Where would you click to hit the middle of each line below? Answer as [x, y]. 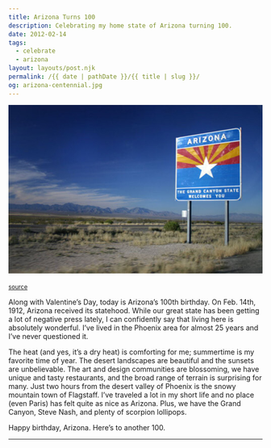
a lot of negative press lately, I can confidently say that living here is [121, 319]
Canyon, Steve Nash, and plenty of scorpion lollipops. [98, 412]
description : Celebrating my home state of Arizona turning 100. [120, 25]
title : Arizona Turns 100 [52, 17]
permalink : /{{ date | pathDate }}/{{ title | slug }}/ [104, 77]
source [18, 287]
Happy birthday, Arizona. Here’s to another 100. [87, 427]
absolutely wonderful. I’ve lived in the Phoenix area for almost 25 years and [133, 328]
